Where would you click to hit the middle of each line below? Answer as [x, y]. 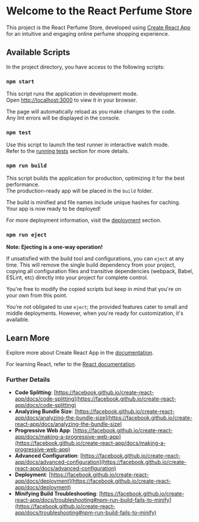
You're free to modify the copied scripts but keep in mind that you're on [94, 289]
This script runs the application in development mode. [72, 94]
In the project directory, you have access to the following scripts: [86, 67]
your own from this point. [37, 295]
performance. [23, 184]
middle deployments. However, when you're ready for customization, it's [95, 313]
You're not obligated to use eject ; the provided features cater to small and [97, 307]
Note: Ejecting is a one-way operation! [54, 247]
